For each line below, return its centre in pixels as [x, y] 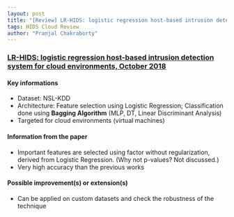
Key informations [33, 83]
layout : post [26, 14]
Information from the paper [47, 136]
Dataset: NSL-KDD [44, 98]
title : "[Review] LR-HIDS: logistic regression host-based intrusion [110, 20]
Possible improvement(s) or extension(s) [68, 183]
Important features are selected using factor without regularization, [114, 152]
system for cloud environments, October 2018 [87, 66]
